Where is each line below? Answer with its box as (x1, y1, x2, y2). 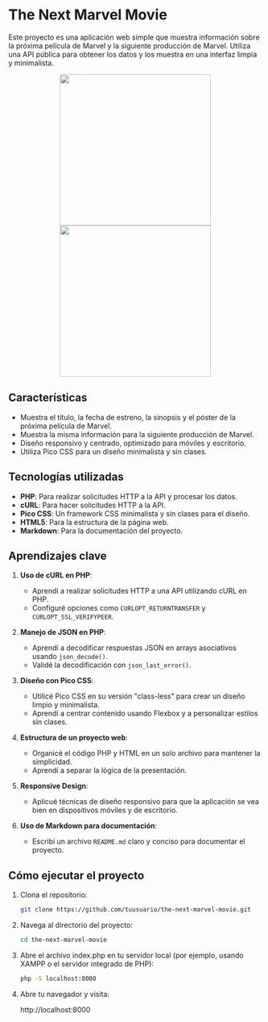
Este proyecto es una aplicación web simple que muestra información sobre (8, 32, 260, 42)
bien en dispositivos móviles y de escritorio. (31, 805, 179, 816)
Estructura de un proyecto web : (19, 732, 129, 743)
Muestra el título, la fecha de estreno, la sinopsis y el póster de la (19, 412, 236, 422)
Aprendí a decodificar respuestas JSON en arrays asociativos (31, 643, 237, 653)
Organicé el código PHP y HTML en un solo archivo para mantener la (31, 749, 261, 758)
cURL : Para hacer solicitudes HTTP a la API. (19, 500, 167, 510)
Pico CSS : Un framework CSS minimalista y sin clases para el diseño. (19, 508, 250, 518)
